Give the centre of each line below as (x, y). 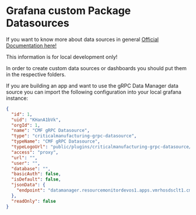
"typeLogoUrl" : (30, 147)
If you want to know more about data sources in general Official (83, 39)
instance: (17, 98)
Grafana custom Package (69, 11)
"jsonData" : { (28, 185)
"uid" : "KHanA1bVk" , (36, 120)
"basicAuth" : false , (36, 174)
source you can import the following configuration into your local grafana (94, 92)
